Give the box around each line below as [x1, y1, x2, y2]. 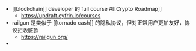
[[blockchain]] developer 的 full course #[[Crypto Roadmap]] [11, 5, 162, 12]
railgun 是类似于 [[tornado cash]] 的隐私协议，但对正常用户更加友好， [11, 19, 185, 26]
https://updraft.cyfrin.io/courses [20, 12, 101, 19]
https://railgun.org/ [20, 34, 68, 40]
